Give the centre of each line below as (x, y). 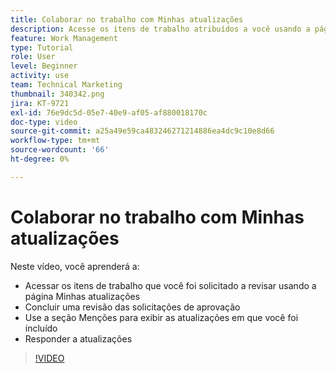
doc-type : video (44, 122)
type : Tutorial (42, 47)
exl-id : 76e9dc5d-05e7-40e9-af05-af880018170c (109, 112)
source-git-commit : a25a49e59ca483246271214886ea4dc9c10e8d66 (142, 131)
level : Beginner (44, 66)
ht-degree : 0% (40, 159)
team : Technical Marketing (66, 85)
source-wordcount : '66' (60, 150)
